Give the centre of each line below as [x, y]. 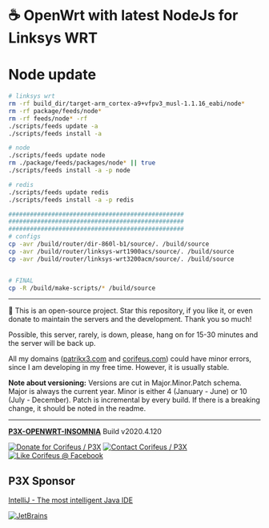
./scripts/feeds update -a [53, 126]
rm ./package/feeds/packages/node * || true [82, 163]
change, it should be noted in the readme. [77, 408]
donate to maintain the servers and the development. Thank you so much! [130, 319]
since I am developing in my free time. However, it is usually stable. [119, 368]
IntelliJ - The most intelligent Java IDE [71, 500]
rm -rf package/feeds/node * [55, 111]
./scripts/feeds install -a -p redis [71, 200]
